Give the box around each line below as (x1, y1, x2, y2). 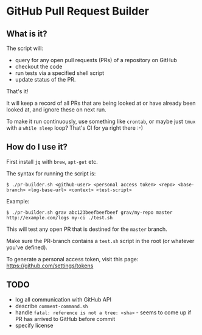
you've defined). (6, 244, 47, 251)
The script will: (6, 44, 44, 52)
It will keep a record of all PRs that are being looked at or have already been (6, 99, 196, 107)
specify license (15, 322, 54, 329)
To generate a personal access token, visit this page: (6, 255, 139, 263)
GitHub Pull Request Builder (6, 4, 149, 18)
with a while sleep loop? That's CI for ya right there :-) (6, 124, 144, 132)
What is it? (6, 29, 47, 39)
